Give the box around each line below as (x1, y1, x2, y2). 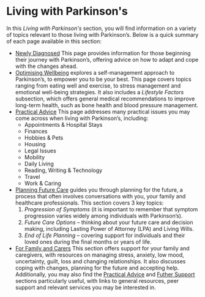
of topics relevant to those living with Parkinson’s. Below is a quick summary (6, 31, 199, 38)
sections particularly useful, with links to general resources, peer (15, 277, 179, 284)
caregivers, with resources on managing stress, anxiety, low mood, (15, 251, 185, 258)
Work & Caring (24, 179, 61, 187)
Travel (24, 173, 40, 180)
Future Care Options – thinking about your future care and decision (24, 219, 193, 226)
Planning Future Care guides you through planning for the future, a (15, 186, 184, 194)
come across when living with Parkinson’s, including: (15, 115, 149, 122)
